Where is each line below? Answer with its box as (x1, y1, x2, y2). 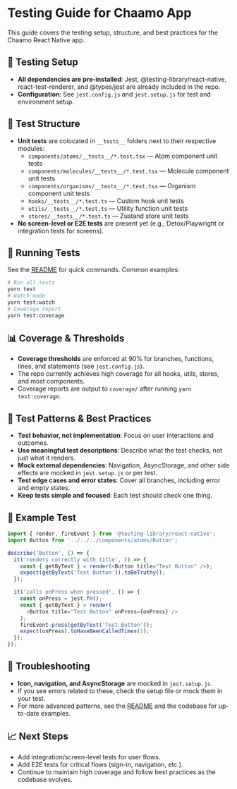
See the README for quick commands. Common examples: (7, 266, 180, 274)
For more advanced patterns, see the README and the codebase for (17, 702, 217, 710)
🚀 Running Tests (7, 247, 80, 259)
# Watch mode (7, 293, 46, 300)
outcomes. (17, 439, 49, 447)
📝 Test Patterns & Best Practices (7, 412, 152, 424)
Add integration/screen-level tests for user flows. (17, 752, 161, 761)
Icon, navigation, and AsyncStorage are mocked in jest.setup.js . (17, 679, 213, 687)
